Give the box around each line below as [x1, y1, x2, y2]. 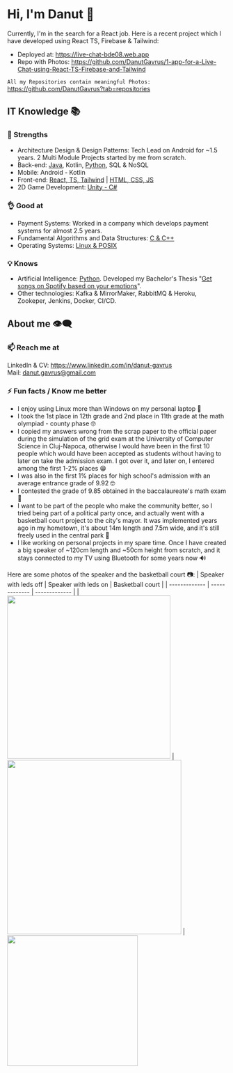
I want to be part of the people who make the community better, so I [17, 501, 213, 510]
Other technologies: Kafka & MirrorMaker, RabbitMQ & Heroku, [17, 289, 197, 298]
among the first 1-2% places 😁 [17, 464, 106, 473]
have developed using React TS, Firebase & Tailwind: [7, 36, 159, 45]
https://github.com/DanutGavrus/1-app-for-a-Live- [71, 57, 217, 65]
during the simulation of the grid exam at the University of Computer [17, 434, 214, 443]
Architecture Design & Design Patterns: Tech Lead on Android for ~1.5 [17, 146, 218, 154]
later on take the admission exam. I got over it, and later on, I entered [17, 457, 214, 465]
